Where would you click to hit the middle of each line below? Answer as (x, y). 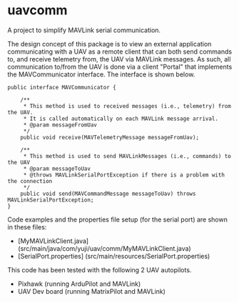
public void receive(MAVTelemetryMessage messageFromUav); (110, 137)
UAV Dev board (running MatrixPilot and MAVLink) (92, 291)
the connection (30, 181)
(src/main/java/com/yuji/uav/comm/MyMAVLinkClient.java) (104, 248)
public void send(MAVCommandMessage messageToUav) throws (108, 194)
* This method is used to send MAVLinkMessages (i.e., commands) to (127, 156)
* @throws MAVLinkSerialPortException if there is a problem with (124, 175)
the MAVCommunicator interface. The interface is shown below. (101, 74)
